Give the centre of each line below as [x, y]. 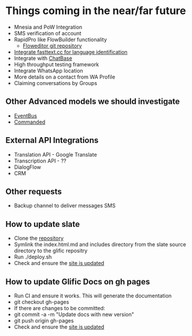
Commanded [30, 122]
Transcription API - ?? [40, 161]
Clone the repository [39, 238]
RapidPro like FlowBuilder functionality [60, 39]
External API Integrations [52, 140]
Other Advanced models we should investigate [93, 102]
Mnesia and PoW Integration [48, 27]
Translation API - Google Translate [55, 154]
